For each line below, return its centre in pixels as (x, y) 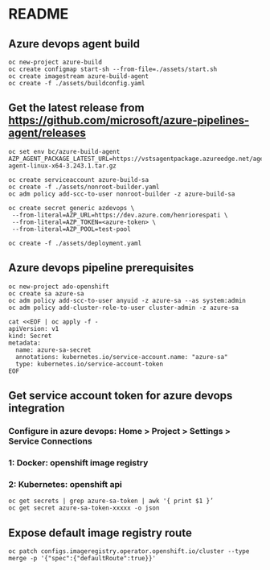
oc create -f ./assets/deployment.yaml (75, 243)
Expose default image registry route (100, 533)
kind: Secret (30, 336)
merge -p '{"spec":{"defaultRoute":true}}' (82, 558)
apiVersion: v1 (34, 328)
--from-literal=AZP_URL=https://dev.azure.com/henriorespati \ (120, 215)
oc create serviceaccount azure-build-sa (79, 180)
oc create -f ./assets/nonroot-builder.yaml (84, 187)
